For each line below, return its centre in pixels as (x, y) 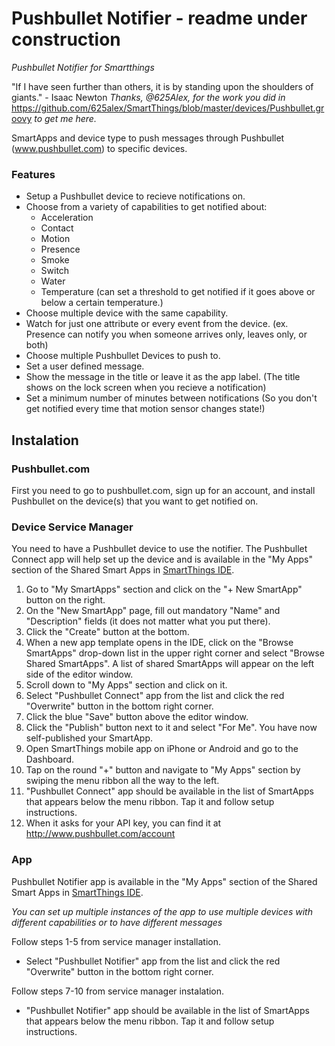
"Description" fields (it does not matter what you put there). (148, 621)
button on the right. (65, 600)
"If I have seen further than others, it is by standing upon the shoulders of (162, 86)
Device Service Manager (72, 527)
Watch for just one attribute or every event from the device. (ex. (157, 324)
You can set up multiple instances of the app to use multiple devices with (162, 911)
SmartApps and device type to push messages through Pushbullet (148, 138)
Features (33, 174)
